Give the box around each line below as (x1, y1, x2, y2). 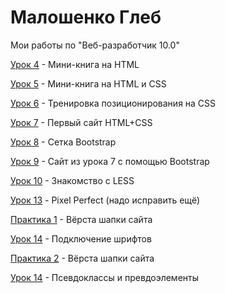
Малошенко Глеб (10, 6, 162, 29)
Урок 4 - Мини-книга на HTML (10, 58, 140, 70)
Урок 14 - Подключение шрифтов (10, 232, 152, 245)
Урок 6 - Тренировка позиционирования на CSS (10, 97, 217, 109)
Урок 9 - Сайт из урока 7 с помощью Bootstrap (10, 155, 210, 167)
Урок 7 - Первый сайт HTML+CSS (10, 116, 153, 128)
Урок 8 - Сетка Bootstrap (10, 136, 117, 148)
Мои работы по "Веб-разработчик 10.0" (10, 39, 180, 51)
